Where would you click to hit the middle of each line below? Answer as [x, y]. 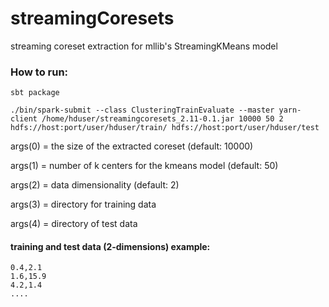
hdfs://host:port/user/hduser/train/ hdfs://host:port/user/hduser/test [165, 128]
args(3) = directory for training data [83, 204]
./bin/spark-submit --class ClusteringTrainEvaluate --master [142, 110]
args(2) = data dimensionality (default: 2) [95, 185]
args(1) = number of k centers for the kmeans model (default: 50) [144, 166]
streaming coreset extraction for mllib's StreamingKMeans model [144, 46]
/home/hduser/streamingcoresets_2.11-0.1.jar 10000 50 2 [162, 119]
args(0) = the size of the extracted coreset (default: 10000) [132, 146]
